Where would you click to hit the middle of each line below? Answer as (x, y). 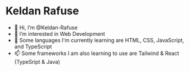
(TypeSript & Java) (37, 61)
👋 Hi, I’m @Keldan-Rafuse (46, 27)
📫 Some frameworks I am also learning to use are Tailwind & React (96, 53)
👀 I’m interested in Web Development (60, 33)
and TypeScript (33, 47)
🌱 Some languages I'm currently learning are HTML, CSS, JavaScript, (99, 40)
